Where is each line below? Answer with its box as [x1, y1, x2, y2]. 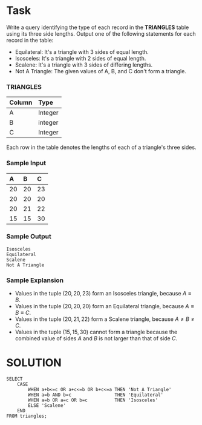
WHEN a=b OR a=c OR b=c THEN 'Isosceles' [28, 397, 158, 403]
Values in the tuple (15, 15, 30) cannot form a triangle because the [15, 328, 178, 336]
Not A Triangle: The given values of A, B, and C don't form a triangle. [15, 67, 186, 74]
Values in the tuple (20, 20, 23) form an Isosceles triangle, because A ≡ [15, 290, 192, 297]
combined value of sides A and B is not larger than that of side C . [15, 335, 178, 342]
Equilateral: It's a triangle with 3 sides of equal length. [15, 48, 149, 55]
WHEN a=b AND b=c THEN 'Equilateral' [28, 392, 164, 398]
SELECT [6, 376, 23, 382]
